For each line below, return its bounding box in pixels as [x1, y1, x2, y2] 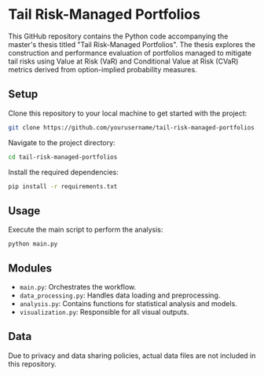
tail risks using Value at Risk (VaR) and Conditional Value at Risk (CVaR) [8, 57, 239, 66]
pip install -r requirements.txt [8, 182, 118, 190]
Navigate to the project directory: [8, 137, 115, 147]
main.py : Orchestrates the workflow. [19, 283, 137, 291]
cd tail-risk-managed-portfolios [8, 153, 118, 161]
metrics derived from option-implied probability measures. [8, 64, 198, 74]
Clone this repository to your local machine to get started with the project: [8, 108, 247, 118]
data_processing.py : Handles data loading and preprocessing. [19, 290, 221, 300]
